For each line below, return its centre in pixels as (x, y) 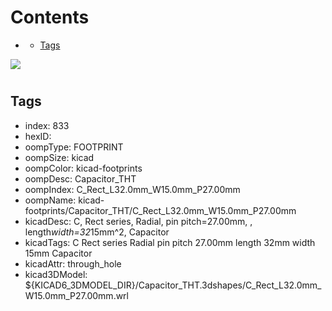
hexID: (38, 136)
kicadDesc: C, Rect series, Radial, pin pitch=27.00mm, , (138, 221)
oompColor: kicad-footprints (83, 168)
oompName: (50, 200)
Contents (50, 17)
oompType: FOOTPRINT (74, 147)
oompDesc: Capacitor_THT (80, 178)
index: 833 (47, 125)
